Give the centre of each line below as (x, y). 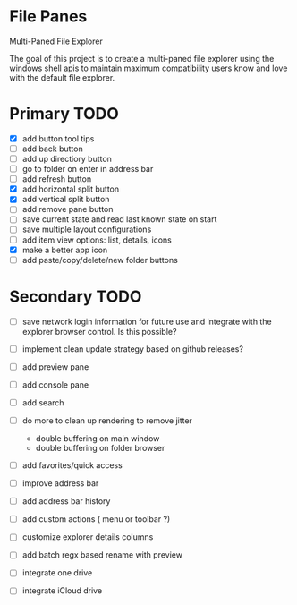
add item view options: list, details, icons (97, 240)
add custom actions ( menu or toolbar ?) (96, 519)
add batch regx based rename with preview (102, 555)
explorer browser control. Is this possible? (99, 331)
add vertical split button (66, 200)
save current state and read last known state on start (119, 219)
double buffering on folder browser (100, 448)
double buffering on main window (98, 439)
